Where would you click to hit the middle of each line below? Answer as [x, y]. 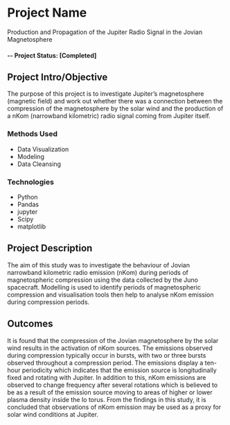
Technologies [30, 182]
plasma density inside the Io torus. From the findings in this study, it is [107, 399]
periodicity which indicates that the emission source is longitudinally [119, 370]
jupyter [27, 211]
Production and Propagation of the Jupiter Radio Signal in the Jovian [105, 32]
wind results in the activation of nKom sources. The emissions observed [110, 348]
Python [27, 197]
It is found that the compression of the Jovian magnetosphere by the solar [113, 340]
